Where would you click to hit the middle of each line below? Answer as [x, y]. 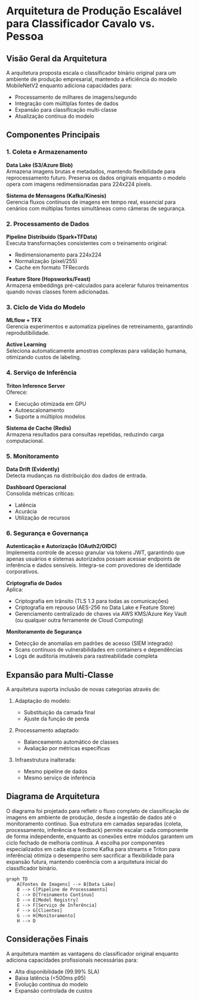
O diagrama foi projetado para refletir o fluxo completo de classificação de [98, 811]
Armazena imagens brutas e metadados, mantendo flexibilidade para [91, 171]
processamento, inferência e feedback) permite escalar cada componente [97, 830]
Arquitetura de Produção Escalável [94, 11]
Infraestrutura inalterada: [45, 760]
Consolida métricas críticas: [41, 493]
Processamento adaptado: [47, 730]
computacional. [25, 441]
